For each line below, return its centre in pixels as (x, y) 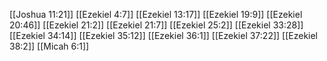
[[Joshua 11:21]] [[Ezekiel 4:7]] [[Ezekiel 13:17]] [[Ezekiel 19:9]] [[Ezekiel (156, 14)
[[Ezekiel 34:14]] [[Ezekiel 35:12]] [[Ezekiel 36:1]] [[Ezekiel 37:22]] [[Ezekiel (164, 35)
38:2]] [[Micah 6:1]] (49, 46)
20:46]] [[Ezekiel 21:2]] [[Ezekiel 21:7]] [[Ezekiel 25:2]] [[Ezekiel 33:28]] (156, 25)
